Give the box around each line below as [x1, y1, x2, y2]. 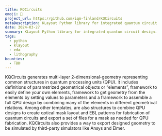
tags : [5, 34, 16, 39]
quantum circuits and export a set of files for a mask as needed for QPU [5, 115, 149, 121]
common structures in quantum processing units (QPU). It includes [5, 79, 139, 85]
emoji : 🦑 [5, 12, 23, 16]
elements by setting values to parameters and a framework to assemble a [5, 95, 152, 100]
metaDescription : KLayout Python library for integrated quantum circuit [5, 20, 158, 26]
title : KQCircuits [5, 7, 42, 12]
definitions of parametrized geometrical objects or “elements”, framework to [5, 84, 157, 90]
